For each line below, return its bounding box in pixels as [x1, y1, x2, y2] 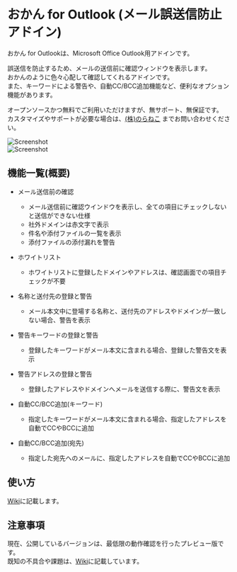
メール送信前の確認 [17, 187, 74, 195]
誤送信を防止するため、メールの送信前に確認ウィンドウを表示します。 [7, 64, 212, 72]
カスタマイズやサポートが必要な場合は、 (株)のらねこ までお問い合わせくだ [7, 114, 224, 122]
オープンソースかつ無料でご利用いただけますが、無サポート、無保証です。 [7, 105, 223, 114]
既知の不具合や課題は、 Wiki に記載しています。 [7, 557, 144, 566]
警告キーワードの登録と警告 [17, 331, 99, 339]
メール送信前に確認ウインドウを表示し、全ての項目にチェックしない [28, 202, 227, 211]
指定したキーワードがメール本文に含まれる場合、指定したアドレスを [28, 415, 227, 423]
